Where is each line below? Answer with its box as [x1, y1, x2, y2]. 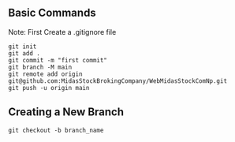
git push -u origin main [8, 84, 90, 92]
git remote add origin [8, 70, 83, 78]
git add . [8, 49, 41, 58]
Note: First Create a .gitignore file [8, 27, 117, 36]
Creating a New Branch [8, 106, 125, 119]
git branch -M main [8, 63, 73, 71]
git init [8, 43, 37, 50]
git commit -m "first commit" [8, 56, 108, 64]
